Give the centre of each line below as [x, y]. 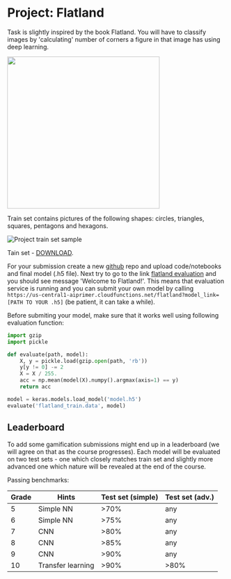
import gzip [24, 335]
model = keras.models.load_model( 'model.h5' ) [74, 399]
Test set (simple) [129, 497]
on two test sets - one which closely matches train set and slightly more [110, 459]
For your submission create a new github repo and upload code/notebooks [114, 266]
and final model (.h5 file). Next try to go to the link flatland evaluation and [112, 273]
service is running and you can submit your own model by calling [100, 288]
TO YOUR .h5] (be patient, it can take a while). [90, 302]
